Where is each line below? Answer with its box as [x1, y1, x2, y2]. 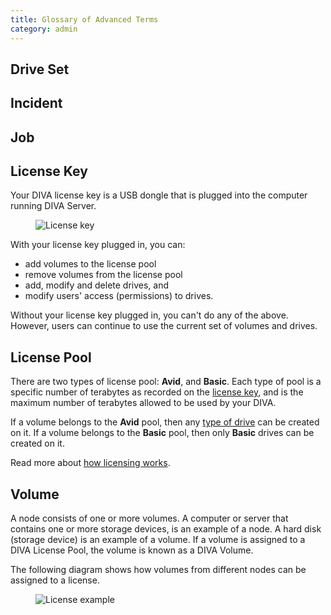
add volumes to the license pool [24, 258, 157, 270]
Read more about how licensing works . [10, 457, 171, 469]
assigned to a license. [10, 574, 100, 586]
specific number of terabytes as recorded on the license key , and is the [10, 386, 304, 398]
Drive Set [10, 61, 70, 78]
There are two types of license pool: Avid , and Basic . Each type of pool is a [10, 376, 322, 388]
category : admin [10, 24, 78, 34]
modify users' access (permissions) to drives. [24, 290, 214, 302]
